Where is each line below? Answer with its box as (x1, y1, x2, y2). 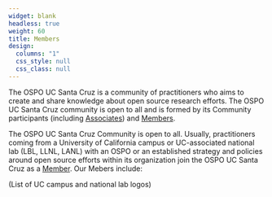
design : (8, 42, 35, 50)
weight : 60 (8, 27, 46, 35)
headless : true (8, 20, 60, 28)
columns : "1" (15, 50, 60, 58)
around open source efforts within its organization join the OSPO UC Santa (8, 155, 259, 164)
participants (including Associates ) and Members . (8, 113, 176, 123)
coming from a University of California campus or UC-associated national (8, 138, 255, 147)
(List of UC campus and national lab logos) (8, 179, 152, 189)
